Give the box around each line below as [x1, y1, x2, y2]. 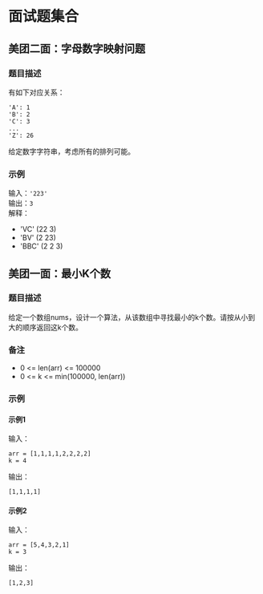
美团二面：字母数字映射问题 [8, 42, 146, 55]
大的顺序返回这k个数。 [8, 322, 83, 332]
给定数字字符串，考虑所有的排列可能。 [8, 146, 135, 156]
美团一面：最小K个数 [8, 266, 111, 281]
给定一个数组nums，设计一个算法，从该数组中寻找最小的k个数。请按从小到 [8, 312, 255, 321]
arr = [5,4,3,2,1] [8, 541, 70, 549]
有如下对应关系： [8, 87, 65, 97]
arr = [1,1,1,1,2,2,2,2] [8, 450, 91, 458]
